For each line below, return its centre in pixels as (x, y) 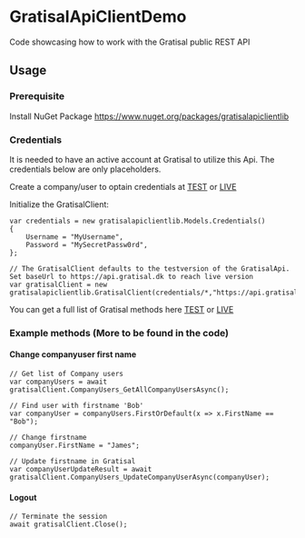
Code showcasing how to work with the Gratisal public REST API (130, 42)
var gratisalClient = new (58, 284)
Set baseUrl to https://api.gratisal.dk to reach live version (132, 276)
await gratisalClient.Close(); (69, 524)
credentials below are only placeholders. (85, 169)
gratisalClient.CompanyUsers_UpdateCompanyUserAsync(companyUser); (140, 478)
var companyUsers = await (58, 382)
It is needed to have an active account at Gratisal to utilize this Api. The (142, 159)
